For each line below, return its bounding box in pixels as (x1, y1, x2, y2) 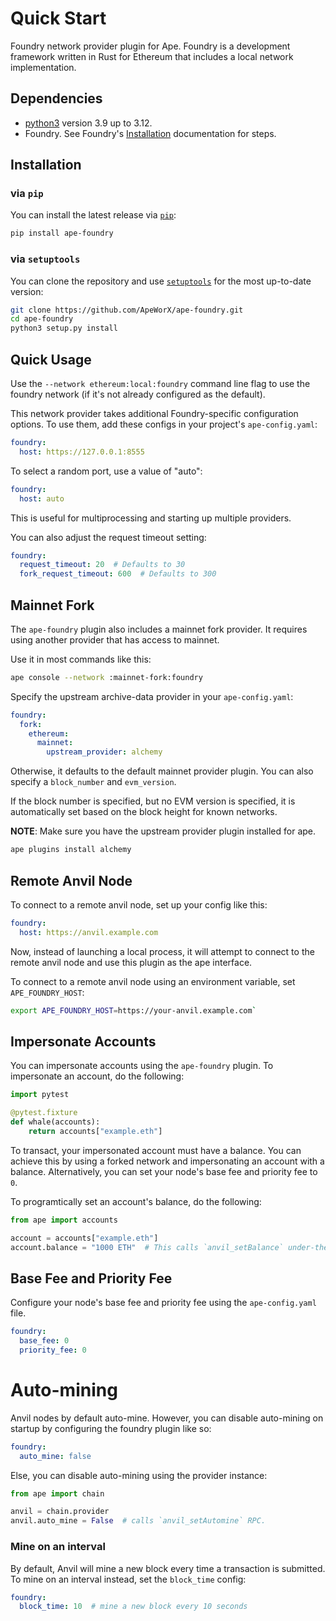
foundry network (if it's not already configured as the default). (10, 388, 266, 401)
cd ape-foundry (10, 314, 74, 324)
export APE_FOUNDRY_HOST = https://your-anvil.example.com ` (10, 1005, 257, 1016)
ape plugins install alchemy (10, 845, 132, 855)
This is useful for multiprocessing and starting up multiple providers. (10, 512, 292, 524)
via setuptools (10, 252, 81, 266)
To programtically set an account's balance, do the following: (10, 1195, 262, 1207)
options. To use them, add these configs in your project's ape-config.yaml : (10, 418, 318, 431)
